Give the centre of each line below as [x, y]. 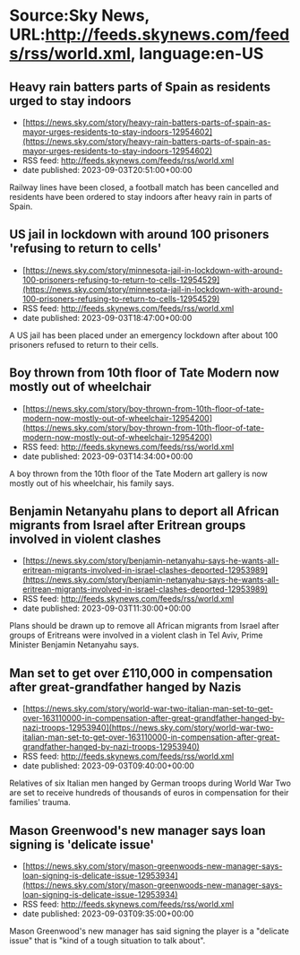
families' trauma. [40, 803]
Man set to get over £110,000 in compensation [141, 673]
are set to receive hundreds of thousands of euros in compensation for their [149, 793]
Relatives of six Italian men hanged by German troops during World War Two [150, 783]
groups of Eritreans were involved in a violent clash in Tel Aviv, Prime [136, 635]
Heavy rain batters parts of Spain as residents [140, 87]
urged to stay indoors [70, 101]
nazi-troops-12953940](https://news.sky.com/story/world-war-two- [148, 728]
